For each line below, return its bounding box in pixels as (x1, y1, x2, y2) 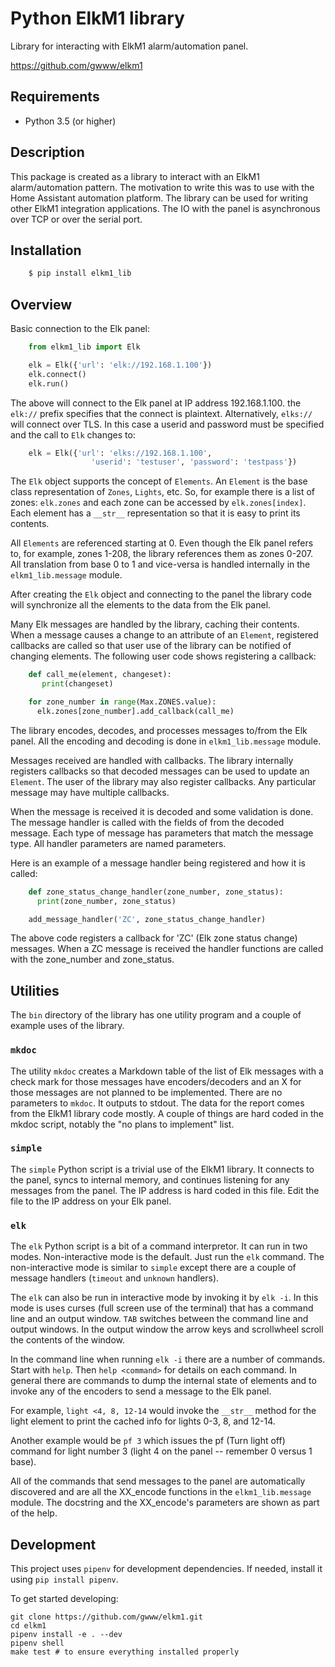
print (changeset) (41, 679, 114, 689)
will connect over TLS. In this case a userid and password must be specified (10, 418, 325, 430)
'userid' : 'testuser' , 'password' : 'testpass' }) (90, 457, 298, 467)
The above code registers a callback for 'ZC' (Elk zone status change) (10, 932, 298, 944)
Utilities (10, 982, 60, 999)
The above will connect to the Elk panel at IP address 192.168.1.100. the (10, 397, 302, 409)
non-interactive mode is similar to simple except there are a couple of (10, 1262, 297, 1274)
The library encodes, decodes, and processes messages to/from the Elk (10, 724, 308, 736)
